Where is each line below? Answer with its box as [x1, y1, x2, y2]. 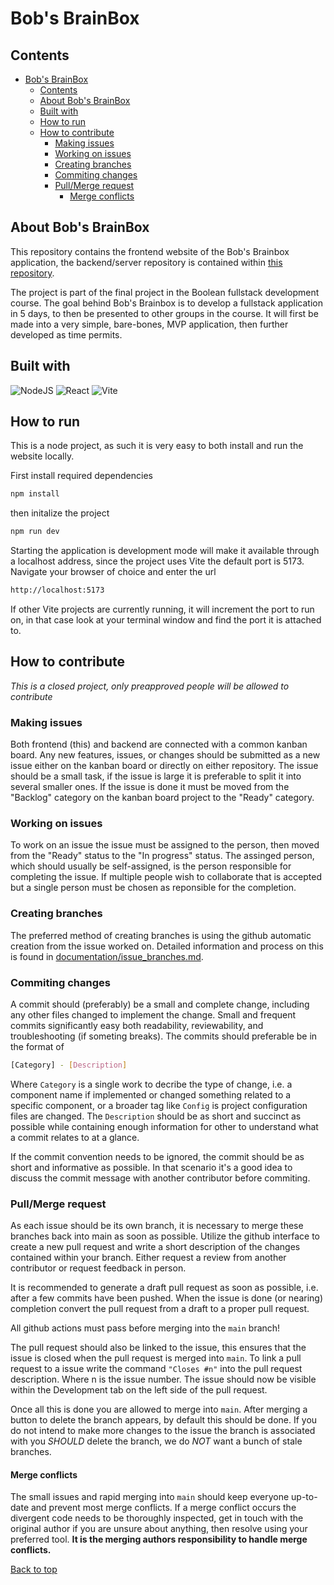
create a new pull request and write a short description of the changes [10, 1241, 301, 1253]
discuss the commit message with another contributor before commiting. [10, 1172, 311, 1184]
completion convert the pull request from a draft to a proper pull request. [10, 1303, 310, 1315]
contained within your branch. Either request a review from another [10, 1252, 287, 1264]
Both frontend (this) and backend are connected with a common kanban [10, 738, 308, 751]
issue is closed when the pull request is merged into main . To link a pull [10, 1352, 302, 1364]
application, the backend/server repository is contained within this [10, 256, 283, 268]
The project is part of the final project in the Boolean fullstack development [10, 286, 320, 298]
